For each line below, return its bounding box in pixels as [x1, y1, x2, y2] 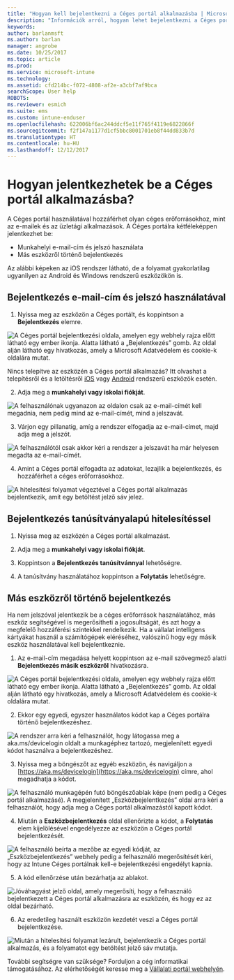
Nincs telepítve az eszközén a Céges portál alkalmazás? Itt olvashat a [7, 367, 207, 375]
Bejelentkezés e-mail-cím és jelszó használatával [7, 291, 226, 304]
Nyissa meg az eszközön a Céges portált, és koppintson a [17, 310, 185, 319]
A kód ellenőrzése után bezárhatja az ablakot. [17, 874, 149, 882]
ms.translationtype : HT [7, 133, 77, 140]
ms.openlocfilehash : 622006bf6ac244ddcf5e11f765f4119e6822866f [7, 120, 195, 128]
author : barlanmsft [7, 29, 64, 37]
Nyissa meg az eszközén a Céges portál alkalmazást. [17, 532, 171, 540]
